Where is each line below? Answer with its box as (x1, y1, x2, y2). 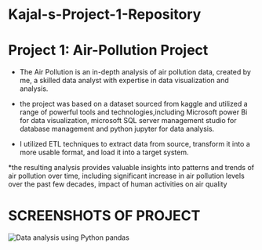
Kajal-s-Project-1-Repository (8, 5, 202, 24)
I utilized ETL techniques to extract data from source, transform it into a (19, 139, 251, 149)
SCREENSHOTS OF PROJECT (8, 207, 201, 225)
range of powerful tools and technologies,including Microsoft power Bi (19, 107, 248, 117)
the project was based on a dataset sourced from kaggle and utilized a (19, 100, 249, 109)
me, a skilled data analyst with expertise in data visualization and (19, 76, 229, 85)
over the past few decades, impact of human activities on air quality (8, 179, 227, 189)
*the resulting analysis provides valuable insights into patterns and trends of (8, 163, 255, 172)
